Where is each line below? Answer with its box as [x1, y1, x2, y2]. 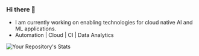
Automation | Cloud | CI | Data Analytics [14, 32, 114, 39]
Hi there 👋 [6, 5, 36, 14]
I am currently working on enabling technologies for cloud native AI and [14, 19, 193, 26]
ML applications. [14, 25, 57, 32]
